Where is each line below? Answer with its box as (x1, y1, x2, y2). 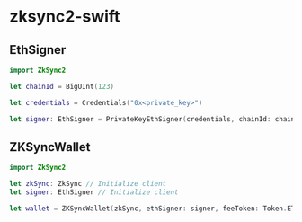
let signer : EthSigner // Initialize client (9, 188, 179, 197)
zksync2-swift (9, 6, 120, 27)
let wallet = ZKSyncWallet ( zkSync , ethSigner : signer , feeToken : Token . (9, 204, 288, 213)
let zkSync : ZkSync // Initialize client (9, 180, 167, 189)
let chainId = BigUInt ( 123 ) (9, 82, 115, 91)
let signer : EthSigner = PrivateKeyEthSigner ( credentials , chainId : (9, 114, 271, 123)
